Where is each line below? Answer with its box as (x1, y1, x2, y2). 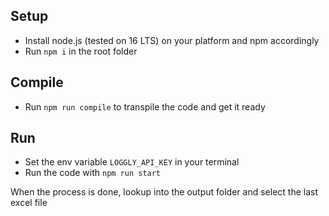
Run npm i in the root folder (24, 45, 138, 57)
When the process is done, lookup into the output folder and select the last (10, 186, 318, 198)
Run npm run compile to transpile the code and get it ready (24, 100, 266, 113)
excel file (10, 197, 48, 209)
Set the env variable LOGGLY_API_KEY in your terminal (24, 156, 240, 168)
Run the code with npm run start (24, 167, 162, 179)
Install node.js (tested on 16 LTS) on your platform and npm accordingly (24, 34, 320, 46)
